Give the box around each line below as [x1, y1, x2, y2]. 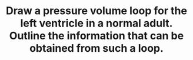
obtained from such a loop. [29, 42, 164, 55]
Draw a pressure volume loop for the [5, 4, 188, 18]
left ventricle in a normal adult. [20, 16, 173, 30]
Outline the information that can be [9, 29, 184, 42]
